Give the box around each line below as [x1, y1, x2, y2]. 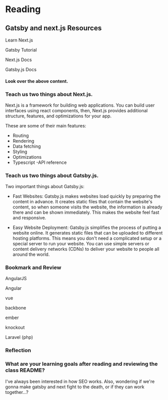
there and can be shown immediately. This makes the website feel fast [12, 209, 159, 215]
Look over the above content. [5, 78, 68, 84]
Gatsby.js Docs [5, 67, 37, 72]
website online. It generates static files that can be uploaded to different [12, 230, 163, 236]
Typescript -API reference [12, 159, 67, 165]
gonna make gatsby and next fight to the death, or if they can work [5, 383, 145, 390]
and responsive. [12, 215, 47, 221]
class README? [5, 367, 45, 374]
